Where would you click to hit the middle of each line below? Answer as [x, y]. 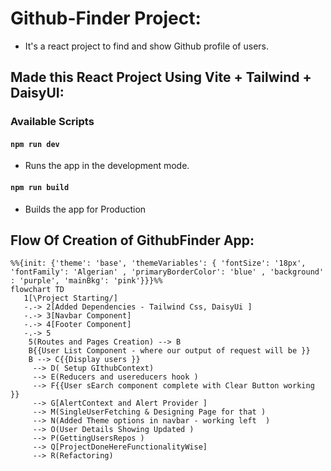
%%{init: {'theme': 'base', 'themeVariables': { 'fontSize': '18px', [158, 263]
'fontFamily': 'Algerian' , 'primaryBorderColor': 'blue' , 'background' [167, 272]
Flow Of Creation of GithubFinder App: [132, 240]
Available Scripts [52, 122]
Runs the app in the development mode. [107, 166]
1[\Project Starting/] [70, 298]
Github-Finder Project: [106, 18]
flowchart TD [37, 290]
